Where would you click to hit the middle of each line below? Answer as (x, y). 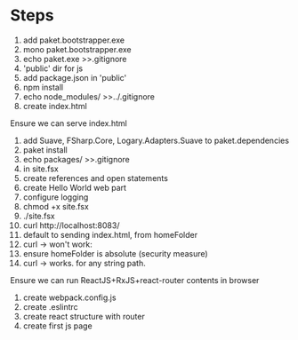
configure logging (56, 197)
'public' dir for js (53, 68)
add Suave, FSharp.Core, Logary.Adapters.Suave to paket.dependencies (156, 140)
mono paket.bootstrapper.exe (77, 49)
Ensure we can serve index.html (69, 123)
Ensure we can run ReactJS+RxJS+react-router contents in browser (135, 280)
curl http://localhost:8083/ (71, 225)
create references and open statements (95, 178)
